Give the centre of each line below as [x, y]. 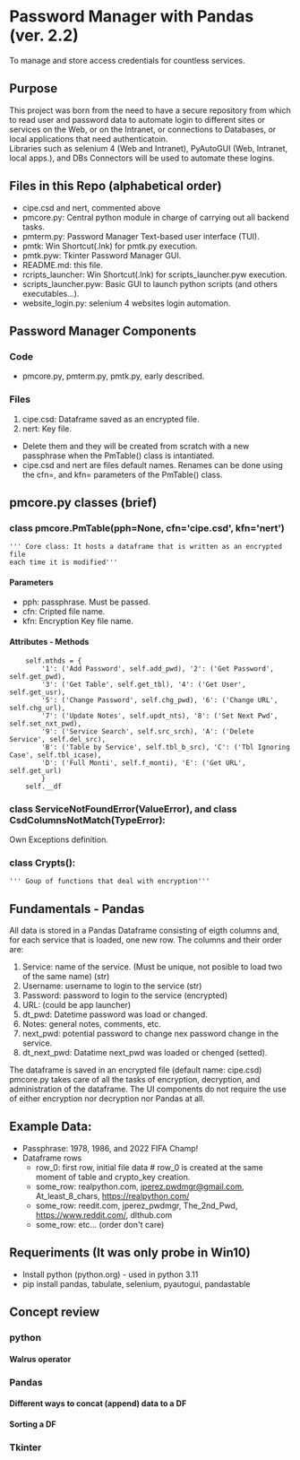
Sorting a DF [33, 1424]
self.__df [44, 786]
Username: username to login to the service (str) [112, 986]
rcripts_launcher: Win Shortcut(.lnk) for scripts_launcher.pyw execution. [155, 274]
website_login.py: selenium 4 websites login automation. [126, 303]
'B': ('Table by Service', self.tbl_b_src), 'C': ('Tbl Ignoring [166, 747]
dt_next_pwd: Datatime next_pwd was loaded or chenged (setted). [145, 1053]
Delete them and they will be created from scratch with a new [136, 446]
